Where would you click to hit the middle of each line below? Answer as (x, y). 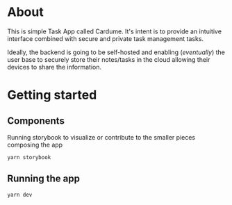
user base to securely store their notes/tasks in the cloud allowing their (109, 59)
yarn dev (20, 195)
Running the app (43, 179)
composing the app (35, 145)
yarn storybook (29, 157)
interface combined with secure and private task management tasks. (105, 38)
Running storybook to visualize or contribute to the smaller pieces (101, 137)
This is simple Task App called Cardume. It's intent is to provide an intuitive (115, 31)
